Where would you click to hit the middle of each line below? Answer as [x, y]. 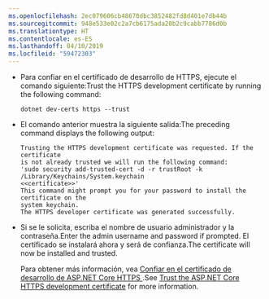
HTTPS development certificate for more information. [109, 286]
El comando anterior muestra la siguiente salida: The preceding [125, 124]
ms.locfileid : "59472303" [52, 54]
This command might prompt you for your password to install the [133, 191]
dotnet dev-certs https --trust [75, 109]
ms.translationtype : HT [49, 31]
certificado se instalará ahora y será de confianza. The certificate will [135, 244]
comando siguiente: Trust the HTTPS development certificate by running [141, 86]
